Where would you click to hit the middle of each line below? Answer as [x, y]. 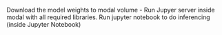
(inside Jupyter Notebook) [44, 24]
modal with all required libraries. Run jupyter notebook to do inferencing [109, 17]
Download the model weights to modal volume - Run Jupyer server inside [111, 10]
